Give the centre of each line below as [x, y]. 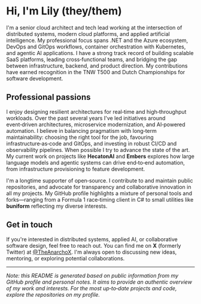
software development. [35, 78]
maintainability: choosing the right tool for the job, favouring [80, 137]
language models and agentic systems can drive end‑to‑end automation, [96, 162]
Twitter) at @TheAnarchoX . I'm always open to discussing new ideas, [92, 252]
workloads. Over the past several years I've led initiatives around [86, 118]
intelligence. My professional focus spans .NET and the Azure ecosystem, [97, 40]
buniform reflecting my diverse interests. [57, 206]
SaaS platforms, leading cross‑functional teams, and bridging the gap [92, 59]
